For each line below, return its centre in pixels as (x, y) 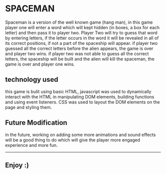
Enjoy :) (17, 165)
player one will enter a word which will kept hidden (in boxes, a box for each (82, 27)
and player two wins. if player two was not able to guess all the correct (77, 53)
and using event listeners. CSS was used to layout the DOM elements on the (83, 102)
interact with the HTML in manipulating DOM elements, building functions (80, 97)
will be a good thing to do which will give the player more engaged (73, 140)
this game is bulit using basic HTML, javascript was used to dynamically (78, 91)
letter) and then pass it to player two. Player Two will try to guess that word (81, 33)
